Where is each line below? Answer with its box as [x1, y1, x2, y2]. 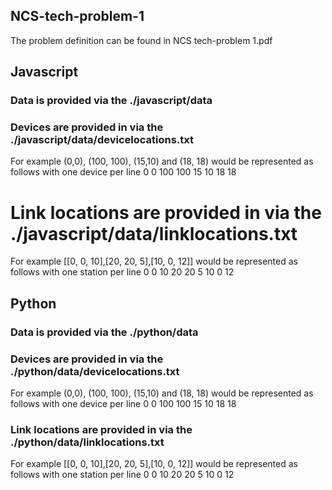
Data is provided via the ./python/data [10, 325, 199, 339]
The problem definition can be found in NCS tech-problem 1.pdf [10, 34, 273, 46]
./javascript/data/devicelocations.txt [10, 133, 195, 147]
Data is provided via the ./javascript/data [10, 94, 213, 108]
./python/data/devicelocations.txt [10, 364, 180, 378]
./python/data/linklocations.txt [10, 435, 165, 449]
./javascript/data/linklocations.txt [10, 222, 298, 245]
